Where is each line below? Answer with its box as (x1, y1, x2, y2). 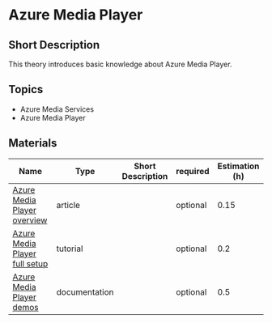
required (176, 165, 210, 176)
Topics (8, 83, 44, 96)
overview (12, 215, 48, 226)
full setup (12, 257, 49, 269)
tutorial (56, 243, 83, 254)
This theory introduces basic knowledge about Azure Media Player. (8, 59, 232, 69)
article (56, 199, 81, 210)
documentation (56, 286, 114, 297)
